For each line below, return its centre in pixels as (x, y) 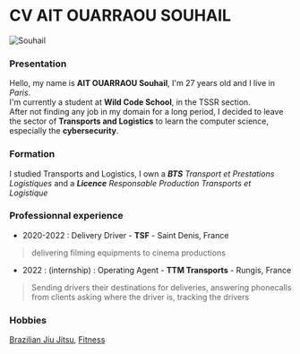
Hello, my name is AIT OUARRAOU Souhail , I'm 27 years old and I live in (142, 83)
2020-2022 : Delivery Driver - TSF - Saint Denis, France (125, 235)
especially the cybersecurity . (64, 131)
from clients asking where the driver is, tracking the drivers (140, 297)
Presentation (38, 64)
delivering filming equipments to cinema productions (129, 253)
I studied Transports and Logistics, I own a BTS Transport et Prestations (142, 173)
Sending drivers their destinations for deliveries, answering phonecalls (161, 287)
